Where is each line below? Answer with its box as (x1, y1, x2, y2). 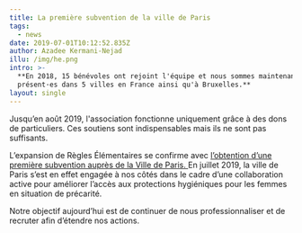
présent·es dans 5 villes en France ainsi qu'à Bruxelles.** (17, 80, 252, 89)
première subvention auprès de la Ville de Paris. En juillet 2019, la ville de (9, 159, 279, 170)
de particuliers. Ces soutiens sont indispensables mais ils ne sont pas (9, 122, 267, 133)
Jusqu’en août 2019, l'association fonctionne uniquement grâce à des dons (9, 113, 288, 124)
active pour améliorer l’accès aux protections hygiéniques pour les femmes (9, 178, 288, 189)
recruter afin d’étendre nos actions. (9, 215, 140, 226)
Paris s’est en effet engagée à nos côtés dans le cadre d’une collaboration (9, 168, 283, 180)
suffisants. (9, 132, 49, 143)
